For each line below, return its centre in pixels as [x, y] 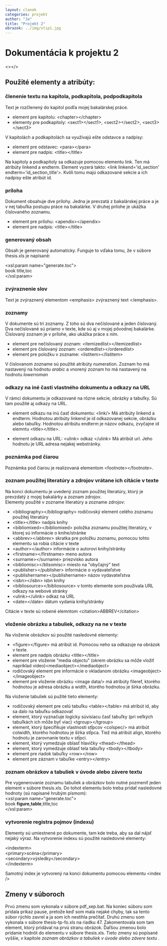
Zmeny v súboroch [35, 894]
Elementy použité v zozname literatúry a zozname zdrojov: [65, 502]
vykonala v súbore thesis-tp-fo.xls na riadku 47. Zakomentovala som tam [80, 922]
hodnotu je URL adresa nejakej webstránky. [57, 444]
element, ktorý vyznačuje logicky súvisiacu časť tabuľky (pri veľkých [83, 717]
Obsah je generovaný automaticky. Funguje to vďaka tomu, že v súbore [78, 251]
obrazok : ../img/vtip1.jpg [33, 28]
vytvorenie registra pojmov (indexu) [50, 822]
